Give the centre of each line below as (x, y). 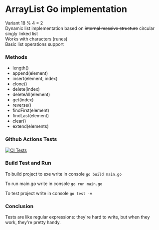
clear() (19, 121)
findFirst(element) (31, 110)
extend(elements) (30, 126)
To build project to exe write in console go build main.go (64, 174)
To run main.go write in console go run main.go (54, 184)
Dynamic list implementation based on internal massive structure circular (80, 28)
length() (20, 68)
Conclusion (19, 206)
